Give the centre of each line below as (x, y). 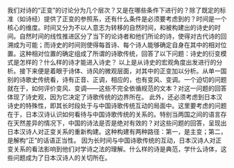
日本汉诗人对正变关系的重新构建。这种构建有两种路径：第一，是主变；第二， (117, 132)
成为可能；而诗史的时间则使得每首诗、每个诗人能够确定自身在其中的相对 (117, 45)
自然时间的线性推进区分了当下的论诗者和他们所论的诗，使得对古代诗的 (120, 36)
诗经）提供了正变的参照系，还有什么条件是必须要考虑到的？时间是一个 (126, 19)
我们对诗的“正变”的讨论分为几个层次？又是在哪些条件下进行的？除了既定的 (114, 10)
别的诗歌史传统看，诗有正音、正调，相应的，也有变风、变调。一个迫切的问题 (117, 79)
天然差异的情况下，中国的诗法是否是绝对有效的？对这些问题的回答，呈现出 (120, 123)
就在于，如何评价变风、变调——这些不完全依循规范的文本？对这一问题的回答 (117, 88)
